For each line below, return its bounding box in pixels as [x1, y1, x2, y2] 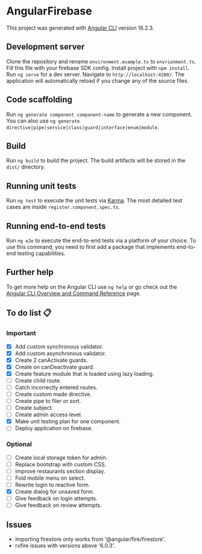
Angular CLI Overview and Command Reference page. [6, 289, 141, 297]
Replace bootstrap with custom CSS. [14, 460, 107, 468]
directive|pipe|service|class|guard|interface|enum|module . [6, 123, 159, 130]
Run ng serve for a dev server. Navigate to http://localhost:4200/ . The [6, 71, 185, 78]
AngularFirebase [6, 4, 92, 18]
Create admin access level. [14, 411, 83, 418]
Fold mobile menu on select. [14, 474, 86, 482]
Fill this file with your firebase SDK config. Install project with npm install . [6, 64, 190, 71]
